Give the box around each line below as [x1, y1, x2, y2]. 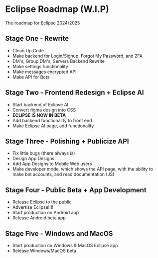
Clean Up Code [12, 47, 44, 53]
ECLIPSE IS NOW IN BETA [12, 112, 66, 118]
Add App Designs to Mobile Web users [12, 161, 92, 167]
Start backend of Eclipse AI [12, 101, 69, 107]
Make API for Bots [12, 74, 50, 80]
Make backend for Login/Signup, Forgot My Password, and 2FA [12, 53, 143, 59]
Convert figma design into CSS [12, 107, 76, 113]
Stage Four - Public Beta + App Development [5, 185, 147, 194]
